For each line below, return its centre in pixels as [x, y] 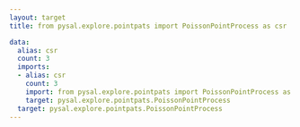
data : [19, 42]
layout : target [38, 17]
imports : [34, 67]
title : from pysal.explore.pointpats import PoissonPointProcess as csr [148, 26]
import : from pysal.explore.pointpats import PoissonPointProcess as [159, 92]
